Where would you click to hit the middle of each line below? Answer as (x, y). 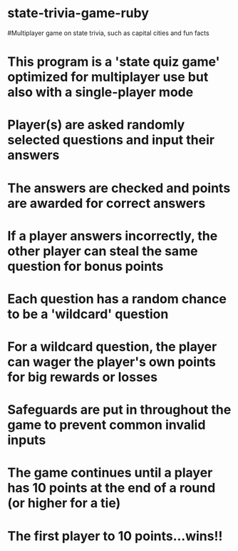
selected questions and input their (111, 140)
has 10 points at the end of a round (112, 488)
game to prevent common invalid (107, 425)
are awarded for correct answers (107, 203)
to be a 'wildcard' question (88, 314)
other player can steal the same (103, 251)
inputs (27, 440)
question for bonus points (86, 266)
